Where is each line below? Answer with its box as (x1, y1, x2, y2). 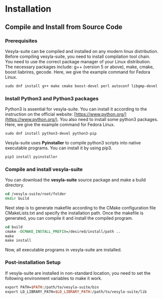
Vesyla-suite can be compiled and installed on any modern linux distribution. (5, 48, 159, 54)
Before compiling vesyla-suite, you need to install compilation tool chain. (5, 53, 151, 59)
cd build (5, 225, 23, 229)
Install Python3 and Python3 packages (5, 95, 99, 102)
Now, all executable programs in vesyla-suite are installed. (5, 247, 122, 253)
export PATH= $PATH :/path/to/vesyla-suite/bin (5, 284, 99, 290)
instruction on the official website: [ (5, 111, 76, 117)
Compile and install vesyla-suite (5, 166, 83, 173)
